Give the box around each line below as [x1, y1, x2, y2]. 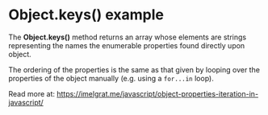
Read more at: [8, 88, 55, 98]
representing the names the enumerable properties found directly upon [8, 40, 245, 50]
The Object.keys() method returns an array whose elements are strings [8, 32, 247, 42]
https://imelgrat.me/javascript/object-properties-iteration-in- [56, 88, 259, 98]
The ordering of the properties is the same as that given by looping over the [8, 64, 261, 74]
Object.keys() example [8, 6, 164, 24]
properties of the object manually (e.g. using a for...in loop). [8, 73, 214, 83]
